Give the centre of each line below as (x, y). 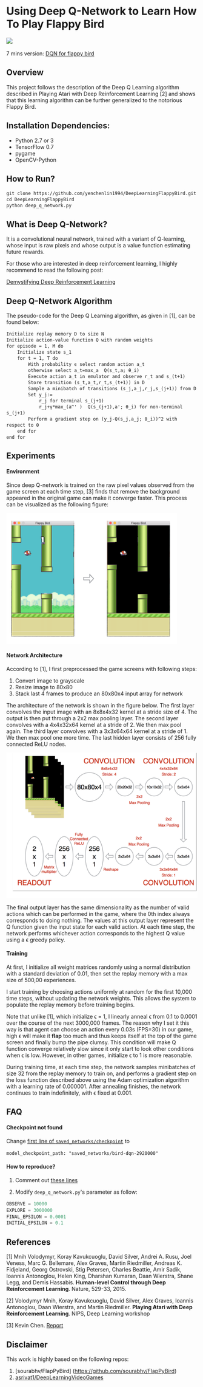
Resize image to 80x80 (44, 687)
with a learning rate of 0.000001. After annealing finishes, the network (94, 1086)
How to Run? (31, 178)
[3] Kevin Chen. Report (35, 1326)
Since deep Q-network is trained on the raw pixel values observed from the (100, 485)
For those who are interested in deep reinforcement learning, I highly (92, 264)
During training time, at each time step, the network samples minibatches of (101, 1067)
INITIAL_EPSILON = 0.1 (35, 1223)
